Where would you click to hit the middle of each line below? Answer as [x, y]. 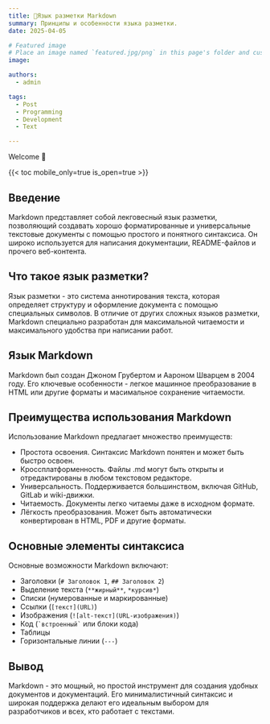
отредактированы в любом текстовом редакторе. [106, 478]
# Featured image [37, 45]
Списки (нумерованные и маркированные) [94, 598]
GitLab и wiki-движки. [57, 495]
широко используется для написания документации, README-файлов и [132, 242]
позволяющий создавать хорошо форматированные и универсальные [129, 225]
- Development [39, 119]
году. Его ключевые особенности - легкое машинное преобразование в [133, 383]
